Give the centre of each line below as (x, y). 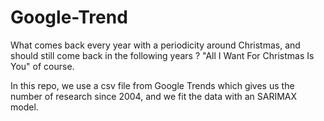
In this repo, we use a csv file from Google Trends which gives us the (152, 85)
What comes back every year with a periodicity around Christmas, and (155, 45)
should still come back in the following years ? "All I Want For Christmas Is (162, 55)
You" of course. (42, 66)
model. (24, 107)
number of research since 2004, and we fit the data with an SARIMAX (154, 96)
